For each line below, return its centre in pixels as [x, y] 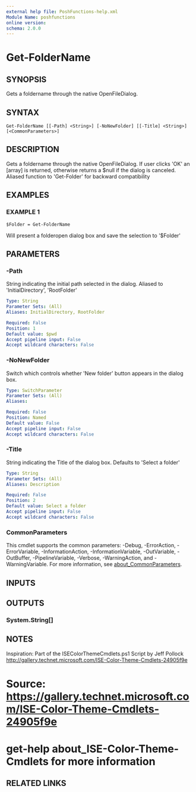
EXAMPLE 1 [23, 212]
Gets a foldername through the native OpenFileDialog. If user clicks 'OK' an [98, 163]
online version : [26, 23]
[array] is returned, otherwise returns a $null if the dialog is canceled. [91, 170]
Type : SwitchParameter [34, 390]
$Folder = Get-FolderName [38, 224]
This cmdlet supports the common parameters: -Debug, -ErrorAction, [91, 545]
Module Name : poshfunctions [41, 17]
